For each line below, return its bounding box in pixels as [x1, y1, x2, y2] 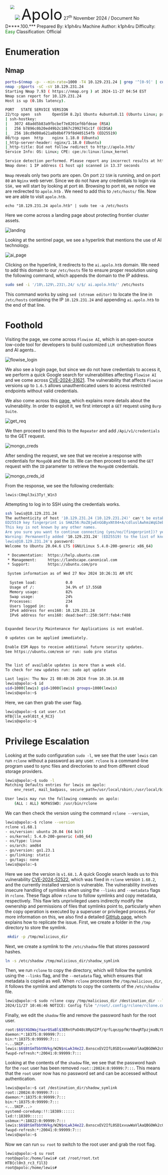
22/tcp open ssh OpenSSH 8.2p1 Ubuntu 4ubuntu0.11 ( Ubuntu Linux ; [5, 112, 157, 117]
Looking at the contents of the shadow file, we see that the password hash [5, 1060, 156, 1066]
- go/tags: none [5, 857, 39, 862]
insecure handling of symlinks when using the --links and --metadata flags [5, 887, 160, 893]
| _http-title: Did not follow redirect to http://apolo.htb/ [5, 145, 135, 150]
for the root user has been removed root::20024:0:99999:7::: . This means [5, 1065, 160, 1071]
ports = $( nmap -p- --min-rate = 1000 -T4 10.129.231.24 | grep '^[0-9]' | [5, 79, 157, 84]
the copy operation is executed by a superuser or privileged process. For [5, 908, 155, 915]
